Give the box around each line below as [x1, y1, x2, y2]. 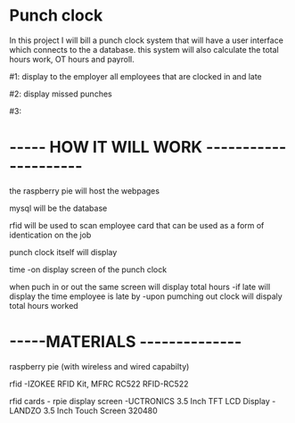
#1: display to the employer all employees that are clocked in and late [9, 70, 263, 81]
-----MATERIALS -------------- [9, 332, 242, 352]
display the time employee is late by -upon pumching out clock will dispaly [9, 291, 283, 302]
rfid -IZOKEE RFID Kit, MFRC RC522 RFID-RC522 [9, 378, 189, 389]
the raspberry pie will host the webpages [9, 185, 160, 196]
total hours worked [9, 300, 78, 311]
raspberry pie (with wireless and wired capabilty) [9, 361, 190, 371]
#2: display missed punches [9, 88, 113, 99]
